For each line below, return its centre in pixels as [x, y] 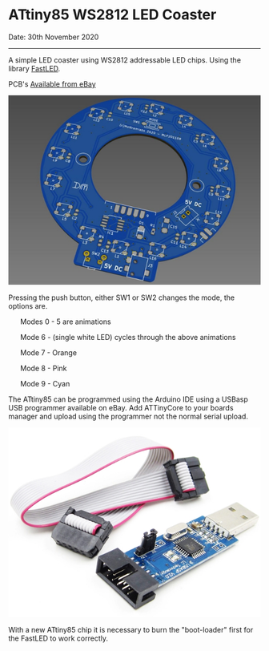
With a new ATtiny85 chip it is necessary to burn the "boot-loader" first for [131, 629]
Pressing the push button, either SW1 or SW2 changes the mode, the [121, 297]
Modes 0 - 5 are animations [65, 321]
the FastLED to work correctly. [58, 638]
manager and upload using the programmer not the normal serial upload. [128, 416]
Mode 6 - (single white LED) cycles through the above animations [128, 337]
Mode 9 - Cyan [45, 383]
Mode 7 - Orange [48, 352]
